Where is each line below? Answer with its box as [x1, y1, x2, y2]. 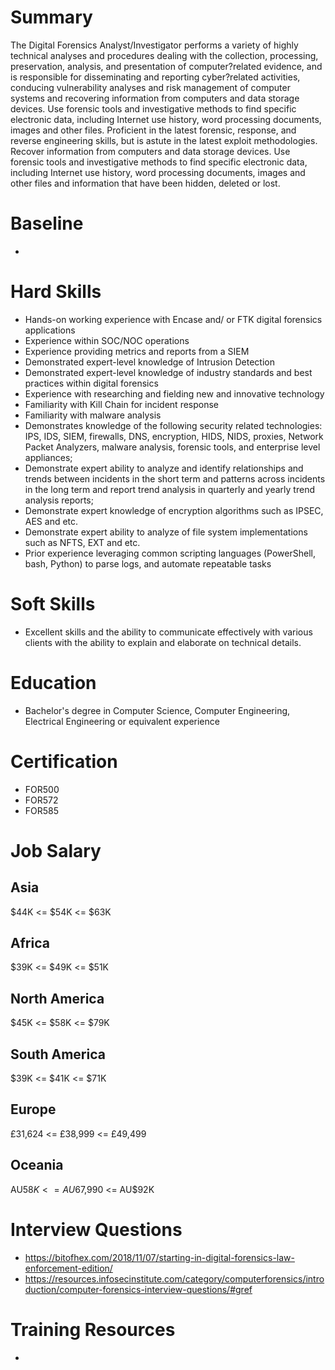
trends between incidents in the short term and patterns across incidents [24, 472, 326, 485]
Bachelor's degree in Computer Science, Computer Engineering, [24, 704, 291, 716]
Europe [10, 1101, 57, 1118]
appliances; [24, 451, 73, 463]
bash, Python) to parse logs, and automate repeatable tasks [24, 557, 272, 570]
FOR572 [24, 794, 59, 806]
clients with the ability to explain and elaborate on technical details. [24, 636, 302, 648]
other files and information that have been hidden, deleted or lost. [10, 177, 281, 189]
